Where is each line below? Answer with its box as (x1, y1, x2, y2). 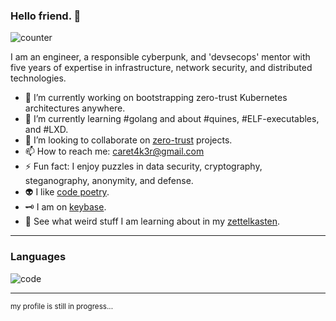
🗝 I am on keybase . (24, 201, 107, 213)
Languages (10, 250, 67, 264)
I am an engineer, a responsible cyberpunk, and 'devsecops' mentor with (10, 51, 311, 63)
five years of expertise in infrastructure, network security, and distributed (10, 62, 313, 74)
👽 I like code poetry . (24, 186, 110, 198)
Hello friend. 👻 (10, 9, 82, 23)
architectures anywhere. (24, 102, 126, 114)
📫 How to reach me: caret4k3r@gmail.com (24, 145, 205, 158)
